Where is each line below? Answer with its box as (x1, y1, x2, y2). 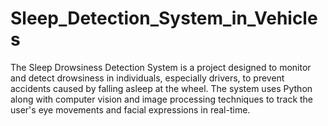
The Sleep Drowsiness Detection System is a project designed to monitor (10, 61, 312, 73)
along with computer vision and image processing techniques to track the (10, 93, 314, 105)
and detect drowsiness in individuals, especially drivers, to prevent (10, 72, 285, 84)
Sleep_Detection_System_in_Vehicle (10, 7, 318, 30)
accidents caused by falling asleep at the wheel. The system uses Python (10, 82, 313, 94)
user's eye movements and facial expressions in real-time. (10, 103, 251, 116)
